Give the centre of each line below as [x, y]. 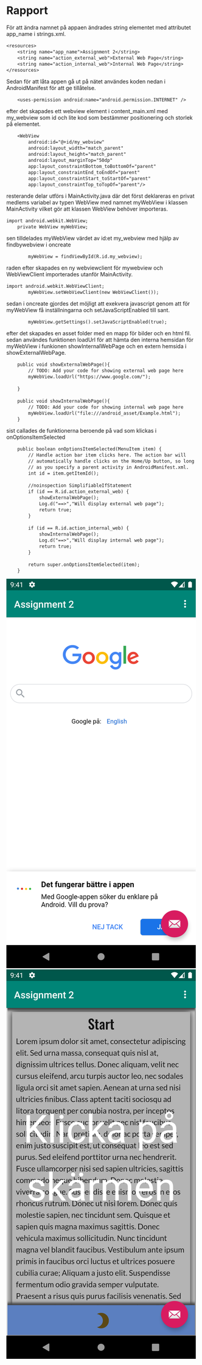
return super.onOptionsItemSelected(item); [84, 564]
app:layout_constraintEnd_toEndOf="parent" [84, 172]
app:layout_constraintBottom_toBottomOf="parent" [92, 166]
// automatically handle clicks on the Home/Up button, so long [111, 461]
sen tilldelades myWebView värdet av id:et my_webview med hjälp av [93, 238]
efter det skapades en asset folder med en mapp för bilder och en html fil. [99, 333]
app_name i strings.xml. [36, 33]
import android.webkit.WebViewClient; [55, 286]
